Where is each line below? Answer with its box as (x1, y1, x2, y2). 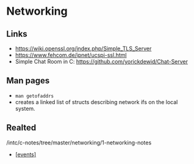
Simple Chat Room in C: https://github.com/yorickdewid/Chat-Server (15, 58, 188, 65)
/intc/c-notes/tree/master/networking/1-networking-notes (6, 139, 152, 146)
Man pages (6, 75, 50, 86)
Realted (6, 122, 37, 133)
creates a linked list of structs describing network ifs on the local (15, 98, 178, 105)
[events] (15, 151, 37, 158)
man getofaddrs (15, 93, 54, 99)
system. (15, 105, 35, 112)
